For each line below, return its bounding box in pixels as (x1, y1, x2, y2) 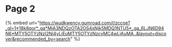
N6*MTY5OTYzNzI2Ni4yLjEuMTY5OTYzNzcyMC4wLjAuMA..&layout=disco (5, 30, 167, 36)
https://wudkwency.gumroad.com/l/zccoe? (39, 20, 130, 26)
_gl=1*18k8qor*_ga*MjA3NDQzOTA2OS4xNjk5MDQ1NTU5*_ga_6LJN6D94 (5, 25, 164, 31)
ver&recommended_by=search (5, 36, 71, 42)
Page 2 (5, 3, 35, 15)
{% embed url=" (5, 20, 40, 26)
